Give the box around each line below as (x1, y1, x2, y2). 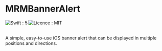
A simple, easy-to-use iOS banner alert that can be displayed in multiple (5, 35, 157, 41)
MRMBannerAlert (5, 3, 81, 15)
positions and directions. (5, 40, 57, 46)
